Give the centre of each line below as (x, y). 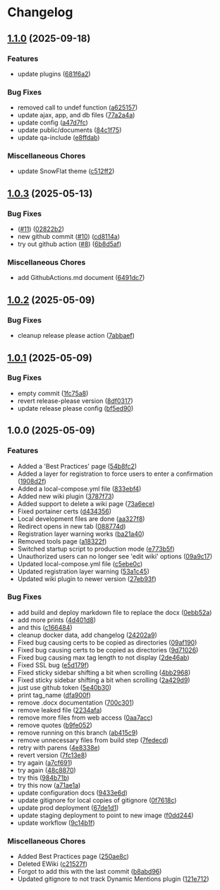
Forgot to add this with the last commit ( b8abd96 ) (90, 872)
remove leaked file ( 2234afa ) (60, 710)
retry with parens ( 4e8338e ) (59, 747)
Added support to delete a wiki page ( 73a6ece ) (86, 503)
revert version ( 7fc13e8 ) (52, 755)
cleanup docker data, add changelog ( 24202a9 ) (87, 635)
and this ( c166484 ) (45, 627)
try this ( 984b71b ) (43, 778)
